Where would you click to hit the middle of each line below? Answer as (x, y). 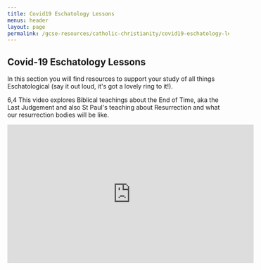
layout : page (26, 27)
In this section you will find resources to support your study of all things (111, 79)
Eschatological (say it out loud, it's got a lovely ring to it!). (90, 86)
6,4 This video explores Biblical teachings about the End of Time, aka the (113, 100)
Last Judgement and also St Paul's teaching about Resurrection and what (114, 108)
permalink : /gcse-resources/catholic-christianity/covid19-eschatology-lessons (127, 33)
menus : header (28, 20)
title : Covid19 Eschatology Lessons (61, 14)
